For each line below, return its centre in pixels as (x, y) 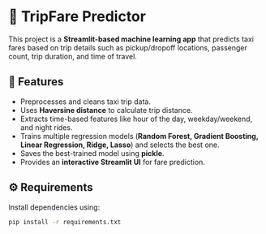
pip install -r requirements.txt (65, 222)
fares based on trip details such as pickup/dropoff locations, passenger (128, 47)
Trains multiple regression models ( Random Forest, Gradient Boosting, (139, 136)
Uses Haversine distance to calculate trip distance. (106, 110)
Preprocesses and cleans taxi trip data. (86, 102)
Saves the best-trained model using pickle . (92, 153)
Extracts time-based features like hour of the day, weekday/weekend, (136, 119)
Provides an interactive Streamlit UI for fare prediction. (112, 162)
